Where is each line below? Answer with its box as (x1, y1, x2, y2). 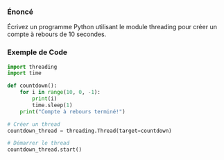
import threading (7, 63, 58, 70)
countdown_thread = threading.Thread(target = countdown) (7, 127, 172, 134)
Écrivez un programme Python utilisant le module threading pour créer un (7, 23, 217, 31)
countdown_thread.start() (7, 146, 82, 153)
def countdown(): (7, 82, 58, 90)
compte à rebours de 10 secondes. (7, 30, 107, 38)
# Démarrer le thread (7, 140, 70, 147)
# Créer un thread (7, 120, 60, 128)
